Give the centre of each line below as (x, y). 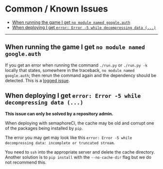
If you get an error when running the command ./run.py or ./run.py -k (76, 65)
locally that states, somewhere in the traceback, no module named (70, 70)
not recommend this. (26, 162)
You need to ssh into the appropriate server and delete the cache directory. (80, 152)
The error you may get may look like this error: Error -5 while (69, 137)
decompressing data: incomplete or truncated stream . (60, 142)
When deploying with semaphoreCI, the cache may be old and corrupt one (80, 123)
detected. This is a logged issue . (38, 80)
